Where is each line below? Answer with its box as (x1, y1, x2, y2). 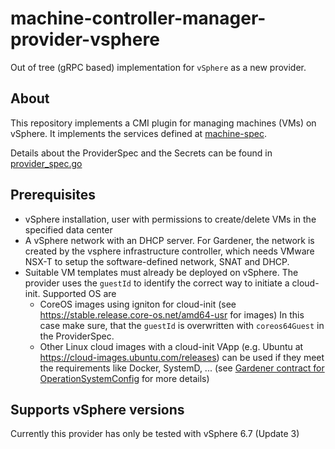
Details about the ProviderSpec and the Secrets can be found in (10, 147, 273, 159)
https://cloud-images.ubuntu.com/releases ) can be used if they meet (39, 351, 325, 363)
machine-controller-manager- (10, 7, 267, 30)
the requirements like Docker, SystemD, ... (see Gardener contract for (39, 362, 325, 374)
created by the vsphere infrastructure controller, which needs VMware (24, 245, 315, 257)
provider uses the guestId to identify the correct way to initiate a (24, 277, 290, 289)
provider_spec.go (10, 157, 83, 169)
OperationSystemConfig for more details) (39, 372, 210, 384)
